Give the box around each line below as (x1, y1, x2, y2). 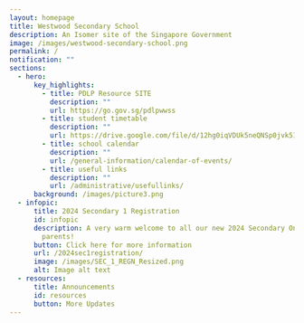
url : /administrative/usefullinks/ (49, 182, 184, 191)
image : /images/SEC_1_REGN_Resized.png (33, 257, 184, 267)
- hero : (17, 72, 47, 81)
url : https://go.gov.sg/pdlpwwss (49, 106, 176, 115)
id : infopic (33, 214, 79, 224)
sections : (9, 64, 47, 73)
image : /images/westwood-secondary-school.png (9, 38, 188, 48)
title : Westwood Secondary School (9, 22, 140, 31)
